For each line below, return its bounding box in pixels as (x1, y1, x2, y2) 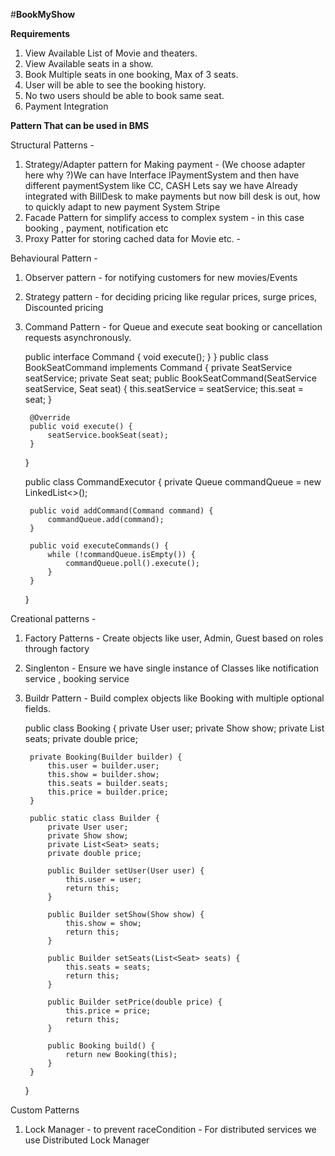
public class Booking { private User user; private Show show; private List (24, 722, 325, 734)
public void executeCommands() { (29, 541, 169, 551)
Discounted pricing (24, 302, 104, 313)
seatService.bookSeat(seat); (47, 430, 169, 440)
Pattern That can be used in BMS (10, 120, 150, 131)
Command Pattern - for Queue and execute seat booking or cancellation (24, 321, 323, 333)
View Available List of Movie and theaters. (24, 47, 198, 59)
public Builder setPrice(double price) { (47, 997, 223, 1007)
